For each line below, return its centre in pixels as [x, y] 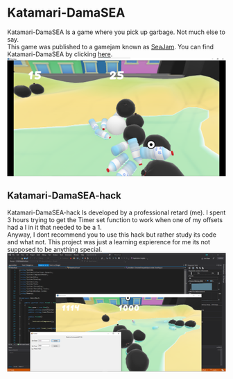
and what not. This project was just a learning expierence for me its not [109, 242]
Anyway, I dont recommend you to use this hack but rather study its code [112, 235]
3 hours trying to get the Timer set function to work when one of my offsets [115, 219]
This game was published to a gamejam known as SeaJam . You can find [110, 47]
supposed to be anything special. [55, 249]
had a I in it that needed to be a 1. [54, 227]
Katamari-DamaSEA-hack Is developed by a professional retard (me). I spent [116, 212]
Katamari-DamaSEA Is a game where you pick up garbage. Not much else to [116, 32]
